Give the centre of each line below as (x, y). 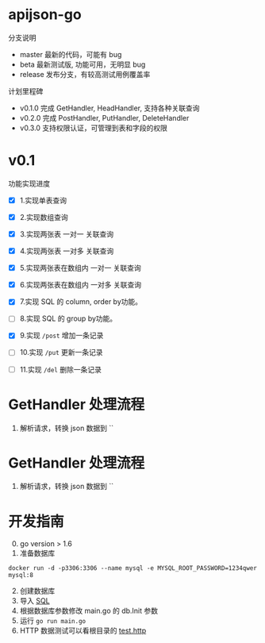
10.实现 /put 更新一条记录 (61, 352)
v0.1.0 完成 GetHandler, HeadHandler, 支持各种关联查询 (109, 108)
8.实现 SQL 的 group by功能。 (68, 318)
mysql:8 (21, 576)
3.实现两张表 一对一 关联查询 (67, 234)
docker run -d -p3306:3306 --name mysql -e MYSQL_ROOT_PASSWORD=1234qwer (133, 568)
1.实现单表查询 (43, 200)
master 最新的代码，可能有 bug (71, 54)
